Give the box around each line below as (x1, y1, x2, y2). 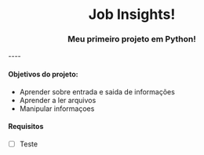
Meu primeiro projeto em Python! (67, 34, 196, 45)
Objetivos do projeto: (8, 69, 78, 79)
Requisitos (8, 122, 44, 131)
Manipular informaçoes (19, 104, 95, 113)
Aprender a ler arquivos (19, 95, 97, 105)
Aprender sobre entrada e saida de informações (19, 87, 175, 96)
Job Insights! (88, 6, 176, 24)
